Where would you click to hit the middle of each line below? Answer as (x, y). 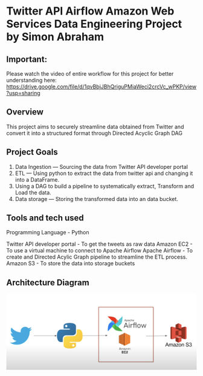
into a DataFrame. (37, 179)
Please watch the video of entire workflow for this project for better (90, 74)
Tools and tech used (45, 218)
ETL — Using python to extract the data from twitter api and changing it (104, 173)
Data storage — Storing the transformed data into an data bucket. (96, 199)
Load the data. (33, 193)
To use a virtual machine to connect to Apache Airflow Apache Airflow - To (100, 251)
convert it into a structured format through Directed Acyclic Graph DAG (95, 133)
